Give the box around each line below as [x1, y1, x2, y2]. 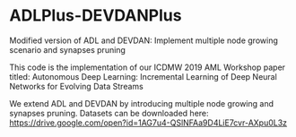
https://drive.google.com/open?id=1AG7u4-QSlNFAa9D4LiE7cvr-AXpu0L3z [9, 117, 288, 128]
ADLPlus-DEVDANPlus [9, 5, 182, 26]
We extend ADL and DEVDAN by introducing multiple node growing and [9, 98, 274, 108]
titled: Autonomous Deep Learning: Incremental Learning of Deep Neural [9, 71, 278, 81]
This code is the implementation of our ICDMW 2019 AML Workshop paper [9, 62, 285, 73]
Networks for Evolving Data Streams [9, 81, 144, 91]
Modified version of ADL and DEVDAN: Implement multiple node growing [9, 35, 278, 46]
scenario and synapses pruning [9, 44, 126, 55]
